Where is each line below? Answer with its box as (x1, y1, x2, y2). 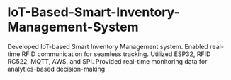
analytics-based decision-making (7, 65, 106, 73)
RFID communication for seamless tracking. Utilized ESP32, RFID (21, 50, 211, 58)
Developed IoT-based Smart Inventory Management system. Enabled (7, 42, 209, 51)
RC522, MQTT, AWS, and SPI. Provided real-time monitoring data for (7, 57, 208, 65)
